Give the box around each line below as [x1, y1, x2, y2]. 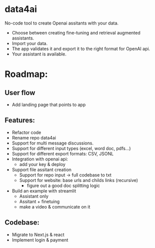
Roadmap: [4, 68, 48, 80]
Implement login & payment [11, 236, 68, 243]
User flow [4, 88, 35, 97]
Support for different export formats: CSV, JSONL [11, 150, 114, 156]
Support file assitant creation [11, 166, 72, 172]
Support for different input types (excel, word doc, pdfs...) [11, 145, 131, 151]
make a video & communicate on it [19, 203, 91, 209]
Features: [4, 116, 35, 124]
